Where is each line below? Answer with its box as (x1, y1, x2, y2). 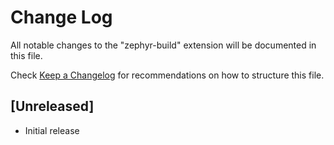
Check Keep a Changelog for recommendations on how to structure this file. (10, 69, 325, 81)
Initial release (24, 124, 80, 136)
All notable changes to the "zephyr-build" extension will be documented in (10, 39, 317, 51)
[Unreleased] (10, 98, 95, 115)
